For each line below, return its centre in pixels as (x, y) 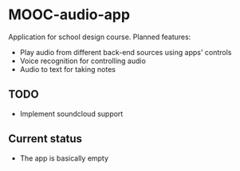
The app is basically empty (64, 158)
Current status (45, 139)
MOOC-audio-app (69, 15)
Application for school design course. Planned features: (100, 37)
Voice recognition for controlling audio (83, 61)
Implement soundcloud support (71, 113)
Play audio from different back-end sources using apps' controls (126, 52)
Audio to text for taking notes (67, 69)
